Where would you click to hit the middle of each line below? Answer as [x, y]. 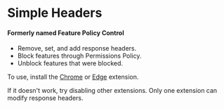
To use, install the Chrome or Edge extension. [73, 77]
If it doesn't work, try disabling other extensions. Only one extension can [112, 91]
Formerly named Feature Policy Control [66, 32]
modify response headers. [45, 98]
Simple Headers [55, 13]
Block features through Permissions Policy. [79, 56]
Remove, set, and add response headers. [77, 49]
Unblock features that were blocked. [70, 63]
